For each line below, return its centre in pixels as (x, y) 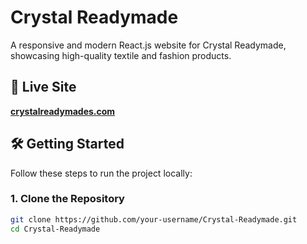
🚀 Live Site (43, 87)
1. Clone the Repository (67, 199)
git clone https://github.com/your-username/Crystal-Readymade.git (154, 219)
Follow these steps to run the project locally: (101, 173)
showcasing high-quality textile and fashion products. (121, 55)
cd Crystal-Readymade (55, 229)
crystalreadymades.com (63, 111)
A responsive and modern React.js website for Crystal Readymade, (148, 45)
